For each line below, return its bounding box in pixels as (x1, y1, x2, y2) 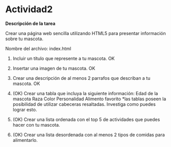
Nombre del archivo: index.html (5, 45, 71, 51)
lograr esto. (12, 106, 37, 112)
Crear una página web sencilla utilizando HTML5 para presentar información (5, 30, 166, 36)
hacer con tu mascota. (12, 122, 60, 128)
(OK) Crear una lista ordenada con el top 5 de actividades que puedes (12, 116, 160, 123)
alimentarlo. (12, 137, 38, 143)
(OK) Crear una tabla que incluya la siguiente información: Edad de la (12, 90, 158, 96)
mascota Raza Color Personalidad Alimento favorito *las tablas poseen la (12, 96, 166, 102)
